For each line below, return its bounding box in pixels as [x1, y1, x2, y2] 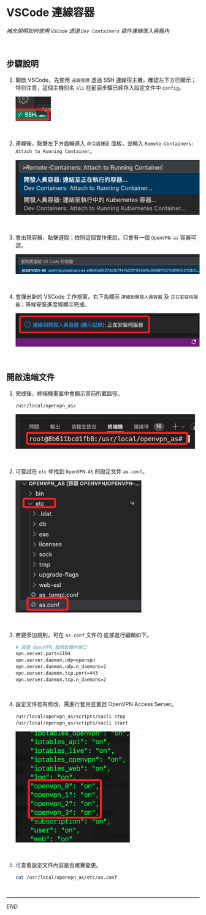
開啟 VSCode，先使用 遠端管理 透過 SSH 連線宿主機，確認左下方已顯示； [15, 76, 197, 84]
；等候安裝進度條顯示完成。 [20, 300, 90, 308]
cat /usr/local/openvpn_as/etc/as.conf [15, 874, 118, 881]
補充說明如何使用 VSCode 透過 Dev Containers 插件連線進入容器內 [6, 27, 170, 34]
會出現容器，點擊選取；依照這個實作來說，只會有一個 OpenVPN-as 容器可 [15, 234, 197, 242]
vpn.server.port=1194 [15, 651, 71, 657]
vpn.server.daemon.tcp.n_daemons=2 [15, 677, 107, 683]
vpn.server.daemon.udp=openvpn [15, 657, 96, 664]
